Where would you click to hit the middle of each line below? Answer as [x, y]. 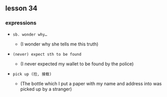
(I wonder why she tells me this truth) [59, 44]
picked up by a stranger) [46, 89]
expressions [21, 23]
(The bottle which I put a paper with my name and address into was [91, 83]
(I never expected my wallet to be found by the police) [77, 64]
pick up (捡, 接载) [32, 74]
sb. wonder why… [30, 34]
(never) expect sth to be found [47, 54]
